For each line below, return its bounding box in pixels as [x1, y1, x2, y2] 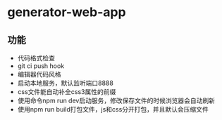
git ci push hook [17, 62, 65, 70]
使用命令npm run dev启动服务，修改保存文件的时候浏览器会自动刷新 [17, 96, 215, 105]
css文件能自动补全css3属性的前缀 [17, 88, 116, 95]
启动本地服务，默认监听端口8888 [17, 79, 114, 87]
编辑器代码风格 [17, 70, 61, 78]
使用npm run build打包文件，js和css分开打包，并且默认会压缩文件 [17, 105, 209, 113]
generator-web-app [7, 4, 126, 20]
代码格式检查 [17, 54, 55, 62]
